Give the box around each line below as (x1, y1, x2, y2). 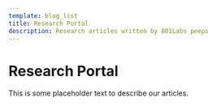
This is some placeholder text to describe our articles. (8, 88, 189, 98)
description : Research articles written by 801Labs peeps (8, 27, 209, 35)
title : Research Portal (8, 19, 89, 28)
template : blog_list (8, 11, 79, 20)
